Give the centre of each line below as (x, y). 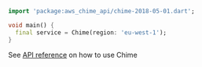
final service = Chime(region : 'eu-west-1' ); (91, 32)
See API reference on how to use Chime (73, 55)
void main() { (31, 25)
